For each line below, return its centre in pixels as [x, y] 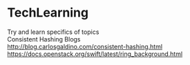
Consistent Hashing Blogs [44, 39]
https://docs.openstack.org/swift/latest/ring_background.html [95, 54]
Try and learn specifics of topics [53, 32]
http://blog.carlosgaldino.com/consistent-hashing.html [85, 46]
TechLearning [48, 13]
